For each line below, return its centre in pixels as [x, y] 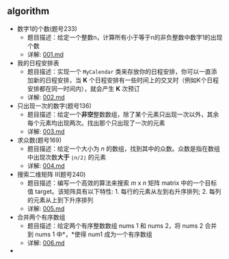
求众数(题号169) [39, 140]
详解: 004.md [46, 165]
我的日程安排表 [38, 63]
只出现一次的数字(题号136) [54, 106]
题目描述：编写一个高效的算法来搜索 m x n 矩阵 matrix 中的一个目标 [122, 183]
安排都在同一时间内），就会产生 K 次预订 [83, 88]
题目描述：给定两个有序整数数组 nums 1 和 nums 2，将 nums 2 [115, 225]
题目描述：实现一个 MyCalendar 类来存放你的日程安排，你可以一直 [119, 71]
